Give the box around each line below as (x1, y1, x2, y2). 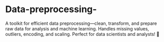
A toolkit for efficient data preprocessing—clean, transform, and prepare (5, 20, 157, 26)
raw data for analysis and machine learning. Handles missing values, (5, 25, 149, 31)
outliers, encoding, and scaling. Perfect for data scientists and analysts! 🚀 (5, 31, 159, 37)
